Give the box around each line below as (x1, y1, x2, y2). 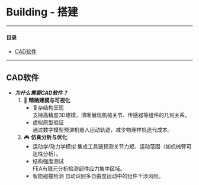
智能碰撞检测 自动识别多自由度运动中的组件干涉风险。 (32, 172, 164, 179)
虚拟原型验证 (32, 119, 64, 126)
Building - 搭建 (6, 5, 78, 19)
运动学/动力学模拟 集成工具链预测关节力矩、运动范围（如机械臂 (32, 142, 187, 150)
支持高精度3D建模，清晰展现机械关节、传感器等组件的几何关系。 (32, 111, 191, 118)
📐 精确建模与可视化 (23, 96, 70, 103)
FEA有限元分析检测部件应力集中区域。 (32, 165, 126, 172)
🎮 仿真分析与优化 (23, 134, 68, 141)
